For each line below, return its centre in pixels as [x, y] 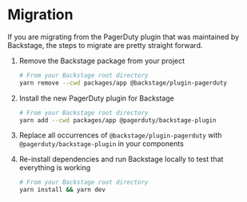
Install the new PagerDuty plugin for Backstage [97, 98]
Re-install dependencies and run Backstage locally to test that [121, 159]
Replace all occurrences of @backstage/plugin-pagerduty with [120, 135]
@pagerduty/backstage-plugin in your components [102, 144]
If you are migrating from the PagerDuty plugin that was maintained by [124, 37]
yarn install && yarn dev [62, 190]
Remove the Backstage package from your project [102, 61]
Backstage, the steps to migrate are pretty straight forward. [105, 45]
